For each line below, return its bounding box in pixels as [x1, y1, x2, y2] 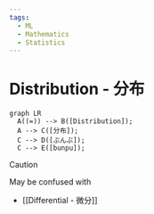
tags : [9, 12, 29, 22]
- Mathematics [17, 29, 69, 38]
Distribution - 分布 [9, 79, 145, 99]
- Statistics [17, 37, 66, 47]
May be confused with [9, 177, 92, 187]
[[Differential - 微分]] [21, 195, 98, 206]
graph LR [9, 109, 42, 119]
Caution [9, 160, 38, 170]
